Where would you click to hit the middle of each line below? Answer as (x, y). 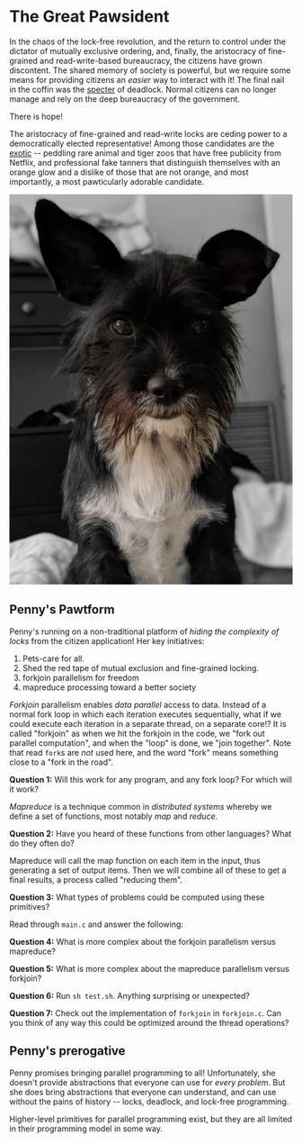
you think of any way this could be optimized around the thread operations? (149, 1022)
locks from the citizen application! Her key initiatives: (107, 640)
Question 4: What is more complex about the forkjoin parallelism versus (142, 941)
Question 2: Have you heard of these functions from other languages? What (151, 833)
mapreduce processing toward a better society (109, 687)
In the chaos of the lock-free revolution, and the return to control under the (147, 41)
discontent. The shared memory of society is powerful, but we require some (150, 70)
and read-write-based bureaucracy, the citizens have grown (151, 60)
